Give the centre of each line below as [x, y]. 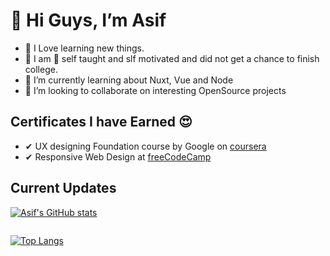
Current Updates [63, 188]
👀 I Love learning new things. [84, 48]
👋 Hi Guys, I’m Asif [88, 20]
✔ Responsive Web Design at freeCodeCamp [118, 156]
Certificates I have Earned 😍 [101, 122]
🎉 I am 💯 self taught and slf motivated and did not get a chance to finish [172, 58]
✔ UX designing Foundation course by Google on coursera [145, 146]
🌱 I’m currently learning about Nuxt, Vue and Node [129, 80]
